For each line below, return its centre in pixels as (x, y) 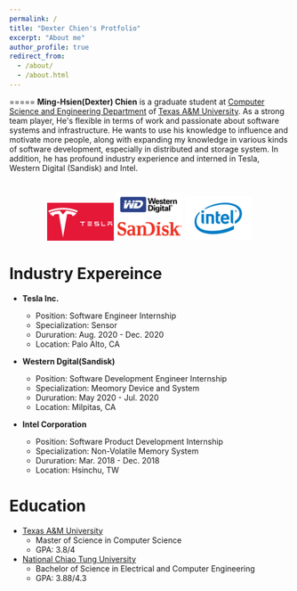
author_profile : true (49, 47)
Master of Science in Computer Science (108, 540)
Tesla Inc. (40, 298)
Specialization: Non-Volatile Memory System (117, 451)
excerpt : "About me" (48, 37)
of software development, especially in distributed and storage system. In (144, 149)
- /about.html (43, 76)
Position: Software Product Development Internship (129, 441)
